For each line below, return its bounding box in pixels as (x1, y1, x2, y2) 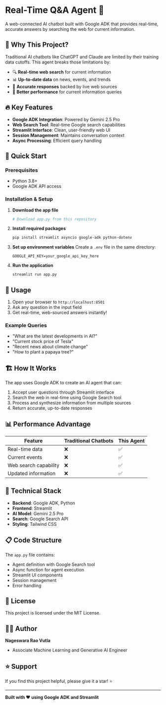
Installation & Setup (5, 196, 53, 203)
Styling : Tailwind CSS (12, 521, 57, 527)
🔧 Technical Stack (5, 487, 62, 495)
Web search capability (7, 462, 60, 469)
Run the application (12, 263, 53, 269)
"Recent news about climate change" (12, 344, 88, 350)
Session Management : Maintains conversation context (12, 132, 124, 138)
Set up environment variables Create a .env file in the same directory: (12, 244, 156, 250)
